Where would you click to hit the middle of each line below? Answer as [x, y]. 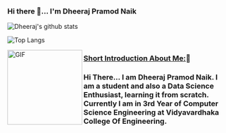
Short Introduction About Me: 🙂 [137, 58]
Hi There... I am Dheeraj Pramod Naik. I [151, 77]
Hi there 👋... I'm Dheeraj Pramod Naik [72, 11]
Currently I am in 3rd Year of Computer [151, 103]
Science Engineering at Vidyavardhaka [151, 113]
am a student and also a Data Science [149, 86]
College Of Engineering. [125, 121]
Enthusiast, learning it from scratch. [146, 95]
